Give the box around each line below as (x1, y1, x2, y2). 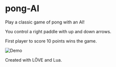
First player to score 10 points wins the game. (5, 38, 97, 44)
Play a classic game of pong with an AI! (5, 19, 85, 25)
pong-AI (5, 3, 39, 14)
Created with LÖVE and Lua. (5, 57, 62, 63)
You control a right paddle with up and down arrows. (5, 28, 112, 34)
